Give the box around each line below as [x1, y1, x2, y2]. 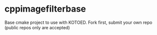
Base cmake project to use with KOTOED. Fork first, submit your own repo [4, 19, 153, 25]
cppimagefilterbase [4, 3, 86, 15]
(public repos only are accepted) [4, 24, 70, 30]
